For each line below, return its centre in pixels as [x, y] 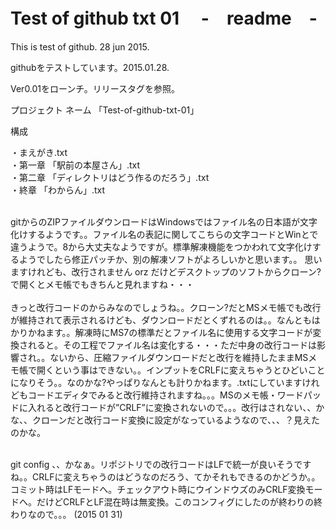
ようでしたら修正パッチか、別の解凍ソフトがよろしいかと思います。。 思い [170, 259]
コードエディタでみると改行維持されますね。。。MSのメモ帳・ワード [165, 395]
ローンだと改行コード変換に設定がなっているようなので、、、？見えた [180, 420]
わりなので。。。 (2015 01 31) [66, 514]
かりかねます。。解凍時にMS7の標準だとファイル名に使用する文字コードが [161, 332]
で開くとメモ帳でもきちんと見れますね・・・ [102, 284]
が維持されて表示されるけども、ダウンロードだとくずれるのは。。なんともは [165, 320]
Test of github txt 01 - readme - [164, 18]
